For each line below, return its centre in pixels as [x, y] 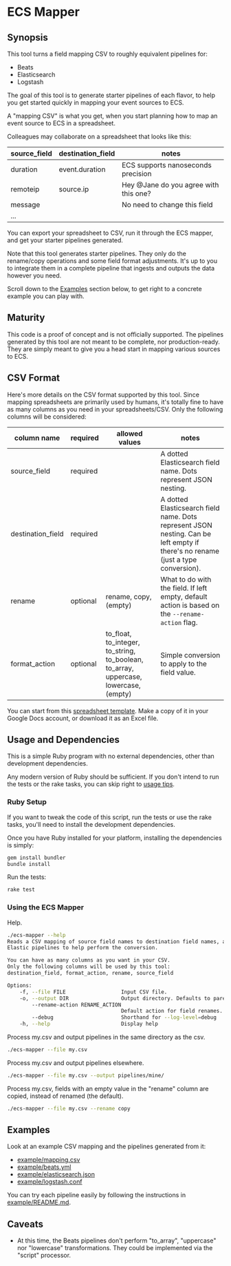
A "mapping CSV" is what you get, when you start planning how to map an [112, 116]
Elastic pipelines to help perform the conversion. [82, 948]
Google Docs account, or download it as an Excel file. [83, 718]
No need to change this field [167, 205]
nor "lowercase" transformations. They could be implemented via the [115, 1248]
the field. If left [184, 588]
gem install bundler [37, 858]
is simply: [21, 845]
